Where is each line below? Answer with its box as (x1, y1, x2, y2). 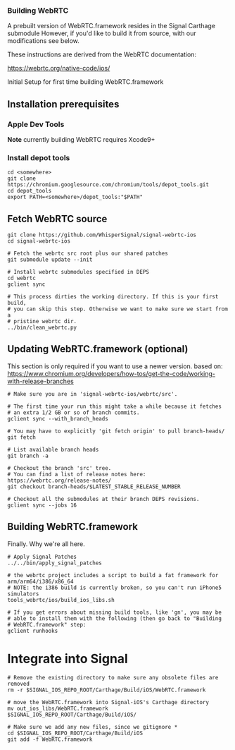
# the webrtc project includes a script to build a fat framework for (7, 571, 219, 579)
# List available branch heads (7, 446, 99, 453)
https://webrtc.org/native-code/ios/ (7, 64, 110, 73)
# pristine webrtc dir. (7, 318, 77, 325)
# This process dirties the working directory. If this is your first (7, 294, 219, 301)
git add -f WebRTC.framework (7, 736, 93, 743)
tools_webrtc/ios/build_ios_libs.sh (7, 596, 115, 603)
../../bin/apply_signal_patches (7, 560, 102, 567)
